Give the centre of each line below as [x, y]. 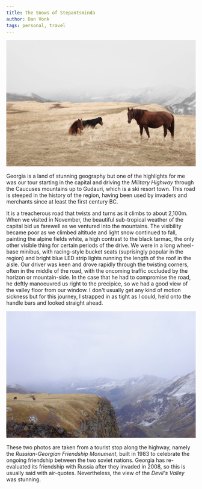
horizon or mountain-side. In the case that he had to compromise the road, [99, 278]
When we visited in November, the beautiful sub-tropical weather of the [95, 220]
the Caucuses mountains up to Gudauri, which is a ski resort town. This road [101, 189]
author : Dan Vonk [28, 19]
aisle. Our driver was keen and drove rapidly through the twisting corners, [98, 264]
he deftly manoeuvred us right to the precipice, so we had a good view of [97, 284]
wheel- [185, 245]
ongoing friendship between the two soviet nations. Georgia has [86, 460]
